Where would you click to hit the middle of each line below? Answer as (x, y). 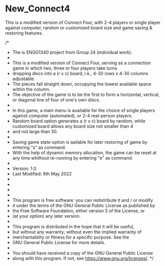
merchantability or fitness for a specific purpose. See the (71, 237)
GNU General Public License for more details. (59, 242)
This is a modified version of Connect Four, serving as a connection (82, 63)
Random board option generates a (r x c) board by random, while (79, 121)
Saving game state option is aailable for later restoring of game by (80, 142)
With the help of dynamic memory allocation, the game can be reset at (84, 153)
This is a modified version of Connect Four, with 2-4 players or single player (83, 22)
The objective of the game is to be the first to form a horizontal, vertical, (86, 94)
